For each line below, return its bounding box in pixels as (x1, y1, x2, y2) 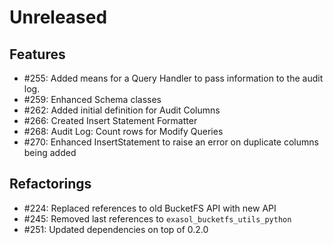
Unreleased (9, 6, 108, 29)
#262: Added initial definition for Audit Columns (23, 104, 221, 116)
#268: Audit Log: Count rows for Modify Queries (23, 126, 224, 137)
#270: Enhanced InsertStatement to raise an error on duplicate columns (23, 136, 319, 148)
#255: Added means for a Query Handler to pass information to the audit (23, 72, 324, 84)
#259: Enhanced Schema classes (23, 94, 162, 105)
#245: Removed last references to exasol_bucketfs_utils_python (23, 212, 292, 225)
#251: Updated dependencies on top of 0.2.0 (23, 223, 209, 235)
